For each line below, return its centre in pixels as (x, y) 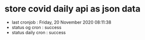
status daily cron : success (39, 32)
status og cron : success (36, 27)
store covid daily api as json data (72, 9)
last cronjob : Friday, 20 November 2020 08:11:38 (61, 22)
